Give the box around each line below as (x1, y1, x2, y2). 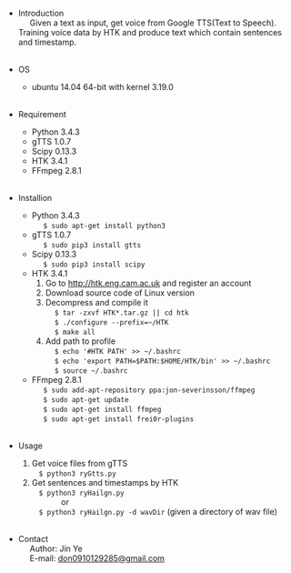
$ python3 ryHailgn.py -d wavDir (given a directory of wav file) (38, 507, 277, 517)
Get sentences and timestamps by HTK (31, 477, 179, 488)
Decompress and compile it (45, 297, 148, 307)
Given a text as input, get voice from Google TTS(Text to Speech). (29, 17, 277, 28)
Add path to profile (45, 336, 116, 347)
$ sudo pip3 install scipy (43, 260, 145, 269)
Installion (17, 193, 53, 203)
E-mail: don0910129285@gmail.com (29, 553, 166, 563)
